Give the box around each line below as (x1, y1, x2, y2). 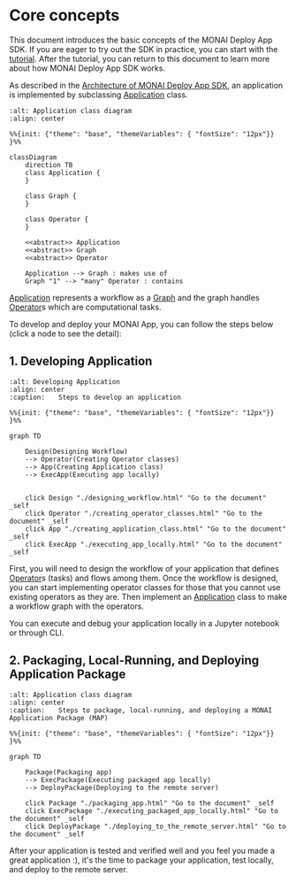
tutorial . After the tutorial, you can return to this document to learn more (9, 53, 270, 64)
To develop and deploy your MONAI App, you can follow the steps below (9, 319, 274, 329)
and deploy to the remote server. (9, 864, 128, 874)
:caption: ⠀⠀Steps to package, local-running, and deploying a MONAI (9, 705, 272, 715)
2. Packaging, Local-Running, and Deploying (9, 653, 260, 668)
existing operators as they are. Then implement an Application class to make (9, 591, 287, 602)
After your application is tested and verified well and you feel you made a (9, 845, 276, 856)
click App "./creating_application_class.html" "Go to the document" (25, 524, 287, 534)
